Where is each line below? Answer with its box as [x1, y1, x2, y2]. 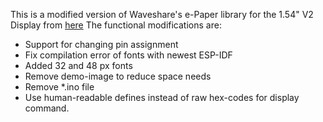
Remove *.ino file [24, 81, 95, 93]
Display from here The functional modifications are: [10, 19, 222, 31]
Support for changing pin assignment [24, 39, 179, 50]
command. [24, 102, 70, 114]
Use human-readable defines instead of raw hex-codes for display [24, 92, 300, 103]
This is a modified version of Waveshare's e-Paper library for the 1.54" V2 [10, 9, 314, 20]
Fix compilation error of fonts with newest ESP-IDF [24, 49, 233, 61]
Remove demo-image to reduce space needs [24, 70, 212, 82]
